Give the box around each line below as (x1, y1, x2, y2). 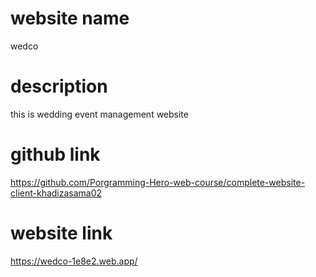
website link (10, 222, 113, 244)
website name (10, 7, 130, 30)
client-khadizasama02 (10, 187, 103, 199)
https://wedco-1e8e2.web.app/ (10, 255, 138, 267)
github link (10, 143, 101, 166)
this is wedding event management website (10, 108, 189, 120)
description (10, 75, 108, 98)
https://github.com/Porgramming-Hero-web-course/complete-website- (10, 176, 306, 188)
